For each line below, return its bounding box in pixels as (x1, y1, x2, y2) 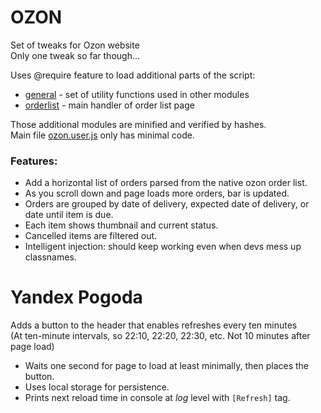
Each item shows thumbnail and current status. (24, 219, 219, 231)
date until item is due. (24, 209, 114, 221)
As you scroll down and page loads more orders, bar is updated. (24, 187, 290, 200)
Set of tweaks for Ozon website (10, 39, 140, 51)
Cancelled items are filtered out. (24, 230, 158, 242)
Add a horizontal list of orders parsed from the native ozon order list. (24, 177, 308, 189)
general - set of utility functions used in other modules (24, 88, 250, 100)
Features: (10, 154, 58, 168)
